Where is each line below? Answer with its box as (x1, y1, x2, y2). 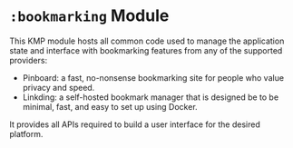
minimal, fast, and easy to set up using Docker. (22, 101, 198, 112)
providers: (9, 54, 48, 65)
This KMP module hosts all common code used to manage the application (9, 35, 285, 46)
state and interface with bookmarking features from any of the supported (9, 44, 283, 55)
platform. (9, 128, 44, 139)
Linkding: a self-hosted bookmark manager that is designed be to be (22, 92, 279, 103)
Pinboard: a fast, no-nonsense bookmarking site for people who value (22, 72, 284, 83)
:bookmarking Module (9, 5, 170, 26)
